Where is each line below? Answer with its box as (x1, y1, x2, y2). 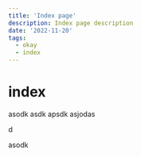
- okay (15, 41, 37, 49)
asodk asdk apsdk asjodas (8, 109, 96, 119)
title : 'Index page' (8, 11, 77, 20)
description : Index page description (8, 19, 134, 27)
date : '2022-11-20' (8, 26, 73, 34)
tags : (8, 33, 26, 42)
